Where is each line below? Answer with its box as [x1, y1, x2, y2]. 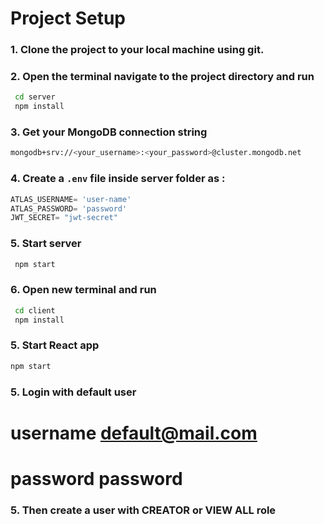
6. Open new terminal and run [10, 283, 157, 297]
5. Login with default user [10, 385, 137, 399]
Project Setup [10, 7, 127, 30]
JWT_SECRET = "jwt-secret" [10, 213, 118, 223]
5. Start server [10, 237, 82, 251]
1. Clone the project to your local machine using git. [10, 43, 265, 57]
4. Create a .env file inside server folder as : [10, 172, 226, 186]
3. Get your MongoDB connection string [10, 125, 208, 139]
